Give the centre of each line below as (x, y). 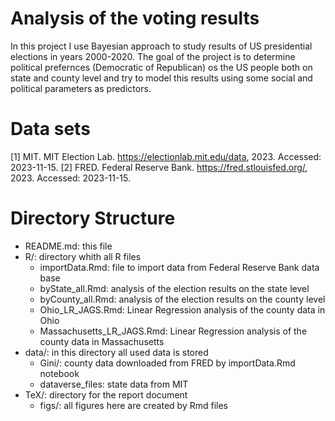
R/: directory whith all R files (83, 256)
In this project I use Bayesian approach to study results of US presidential (161, 46)
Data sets (50, 129)
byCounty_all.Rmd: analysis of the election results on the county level (182, 299)
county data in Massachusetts (102, 341)
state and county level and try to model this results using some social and (161, 78)
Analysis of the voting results (135, 18)
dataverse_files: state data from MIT (114, 384)
